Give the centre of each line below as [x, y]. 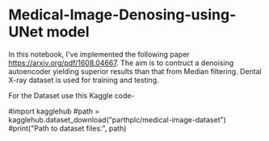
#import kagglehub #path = [54, 111]
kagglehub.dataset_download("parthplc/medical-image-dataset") [117, 119]
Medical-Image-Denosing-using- [122, 15]
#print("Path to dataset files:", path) [67, 128]
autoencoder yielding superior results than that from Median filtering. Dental [135, 71]
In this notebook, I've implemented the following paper [99, 54]
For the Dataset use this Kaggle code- [71, 95]
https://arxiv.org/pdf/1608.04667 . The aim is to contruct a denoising [121, 63]
